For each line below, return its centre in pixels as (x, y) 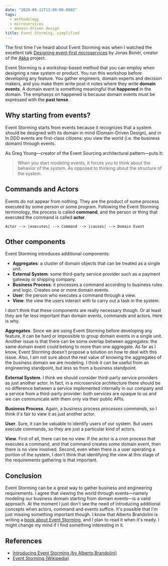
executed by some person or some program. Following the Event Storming (82, 206)
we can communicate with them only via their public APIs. (65, 399)
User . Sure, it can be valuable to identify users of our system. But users (79, 424)
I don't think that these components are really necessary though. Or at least (83, 311)
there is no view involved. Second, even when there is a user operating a (80, 449)
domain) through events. (31, 143)
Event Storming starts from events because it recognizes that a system (78, 127)
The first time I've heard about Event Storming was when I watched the (78, 47)
